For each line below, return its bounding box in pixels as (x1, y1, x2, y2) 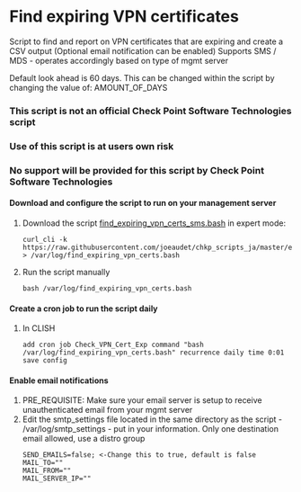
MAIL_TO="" (22, 459, 64, 468)
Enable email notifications (9, 375, 110, 386)
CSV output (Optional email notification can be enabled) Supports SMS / (9, 45, 277, 56)
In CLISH (22, 323, 56, 334)
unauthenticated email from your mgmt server (22, 405, 193, 416)
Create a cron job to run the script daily (9, 303, 159, 314)
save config (22, 356, 67, 365)
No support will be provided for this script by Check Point (9, 164, 265, 176)
